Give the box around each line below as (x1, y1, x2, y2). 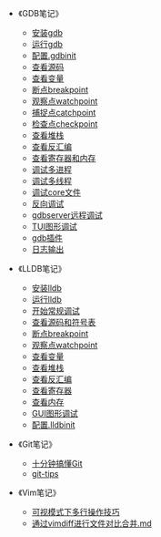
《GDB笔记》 (17, 8, 64, 18)
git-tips (31, 469, 59, 479)
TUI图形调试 (31, 222, 77, 232)
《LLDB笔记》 (17, 263, 66, 274)
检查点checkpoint (31, 119, 98, 129)
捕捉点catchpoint (31, 108, 96, 118)
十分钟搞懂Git (31, 459, 84, 469)
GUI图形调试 (31, 408, 79, 418)
